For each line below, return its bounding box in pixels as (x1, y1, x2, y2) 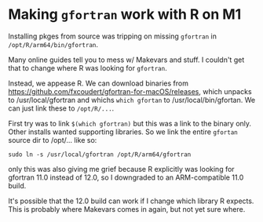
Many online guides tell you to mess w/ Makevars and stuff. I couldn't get (8, 55, 245, 64)
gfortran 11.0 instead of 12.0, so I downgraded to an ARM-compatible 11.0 (8, 173, 244, 182)
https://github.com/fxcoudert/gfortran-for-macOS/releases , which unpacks (8, 86, 253, 96)
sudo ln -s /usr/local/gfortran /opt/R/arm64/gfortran (8, 151, 192, 158)
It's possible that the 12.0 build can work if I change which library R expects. (8, 196, 254, 206)
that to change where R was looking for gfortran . (8, 63, 167, 72)
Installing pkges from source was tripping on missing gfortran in (8, 31, 217, 41)
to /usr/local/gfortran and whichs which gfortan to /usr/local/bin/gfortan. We (8, 95, 256, 104)
